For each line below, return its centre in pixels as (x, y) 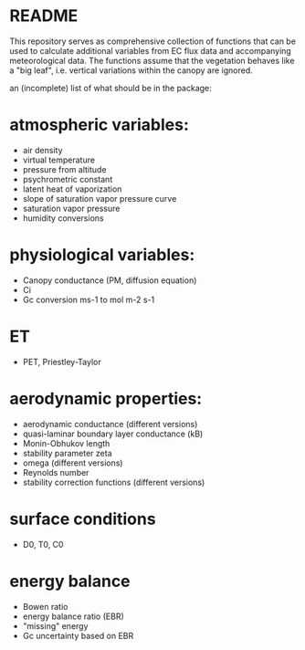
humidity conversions (63, 218)
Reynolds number (56, 472)
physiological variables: (102, 255)
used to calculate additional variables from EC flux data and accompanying (151, 50)
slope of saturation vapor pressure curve (100, 198)
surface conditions (83, 519)
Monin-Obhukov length (66, 443)
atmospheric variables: (99, 125)
